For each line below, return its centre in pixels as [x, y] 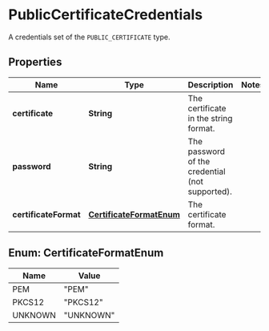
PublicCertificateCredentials [105, 15]
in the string [210, 118]
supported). [210, 192]
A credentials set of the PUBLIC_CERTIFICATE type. [89, 37]
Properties [35, 62]
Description [211, 84]
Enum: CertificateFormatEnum [86, 253]
